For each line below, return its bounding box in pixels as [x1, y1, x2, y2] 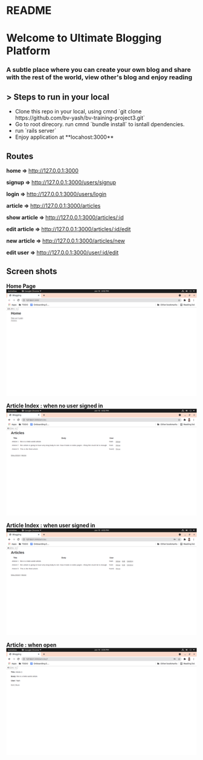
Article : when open [6, 641, 57, 648]
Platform [6, 44, 51, 58]
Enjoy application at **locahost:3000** [14, 133, 114, 141]
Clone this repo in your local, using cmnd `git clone [14, 108, 142, 115]
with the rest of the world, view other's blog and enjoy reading [6, 73, 193, 81]
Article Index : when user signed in [6, 522, 95, 529]
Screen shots [6, 266, 57, 276]
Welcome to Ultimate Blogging [6, 31, 162, 45]
